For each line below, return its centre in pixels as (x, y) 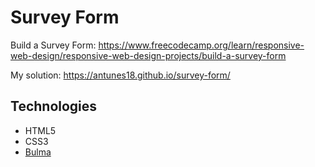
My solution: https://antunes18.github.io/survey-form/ (120, 75)
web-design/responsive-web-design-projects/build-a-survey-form (148, 55)
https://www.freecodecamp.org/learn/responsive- (201, 45)
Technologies (54, 106)
